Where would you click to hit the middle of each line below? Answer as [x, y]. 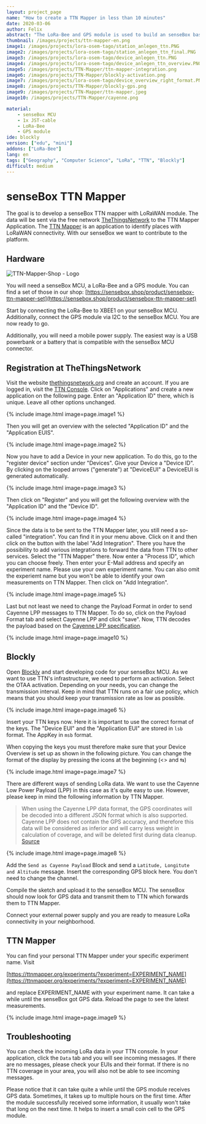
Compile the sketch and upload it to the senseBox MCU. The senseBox [96, 890]
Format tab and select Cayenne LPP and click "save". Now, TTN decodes [98, 619]
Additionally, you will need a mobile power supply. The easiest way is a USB [102, 336]
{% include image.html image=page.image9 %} [66, 1017]
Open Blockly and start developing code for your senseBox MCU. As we [97, 672]
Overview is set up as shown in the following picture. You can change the [99, 753]
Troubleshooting [39, 1036]
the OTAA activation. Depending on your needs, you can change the [92, 685]
